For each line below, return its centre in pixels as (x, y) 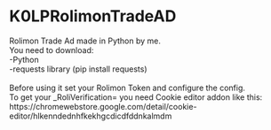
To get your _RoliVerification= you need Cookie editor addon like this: (136, 97)
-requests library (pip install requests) (78, 69)
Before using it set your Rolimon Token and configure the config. (128, 88)
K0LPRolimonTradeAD (93, 16)
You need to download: (52, 50)
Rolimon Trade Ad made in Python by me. (85, 41)
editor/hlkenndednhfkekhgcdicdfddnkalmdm (91, 116)
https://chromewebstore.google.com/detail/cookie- (103, 106)
